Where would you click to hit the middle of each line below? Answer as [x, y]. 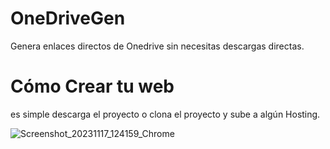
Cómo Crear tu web [92, 86]
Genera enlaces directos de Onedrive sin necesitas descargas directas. [157, 46]
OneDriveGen [68, 18]
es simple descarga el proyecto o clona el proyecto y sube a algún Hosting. [165, 114]
